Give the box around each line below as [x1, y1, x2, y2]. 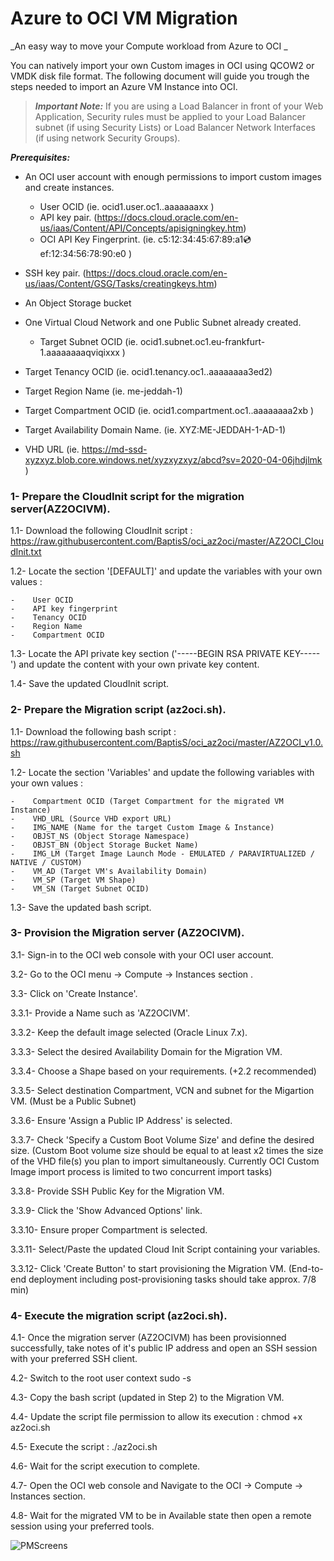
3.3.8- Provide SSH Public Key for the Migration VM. [10, 1185, 225, 1197]
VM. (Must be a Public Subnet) [10, 1095, 137, 1107]
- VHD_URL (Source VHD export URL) [10, 813, 172, 824]
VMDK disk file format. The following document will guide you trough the [10, 70, 310, 82]
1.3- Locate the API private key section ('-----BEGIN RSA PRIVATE [10, 648, 282, 660]
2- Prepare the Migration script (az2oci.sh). [10, 703, 227, 717]
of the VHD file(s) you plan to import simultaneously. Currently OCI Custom [10, 1155, 320, 1167]
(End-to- [288, 1262, 324, 1274]
